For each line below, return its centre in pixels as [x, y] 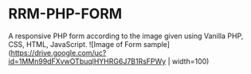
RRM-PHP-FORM [65, 14]
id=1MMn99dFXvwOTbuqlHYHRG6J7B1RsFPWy [87, 61]
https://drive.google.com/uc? [59, 53]
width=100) [190, 61]
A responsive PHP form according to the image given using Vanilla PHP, [126, 36]
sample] [156, 44]
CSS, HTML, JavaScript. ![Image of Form [75, 44]
